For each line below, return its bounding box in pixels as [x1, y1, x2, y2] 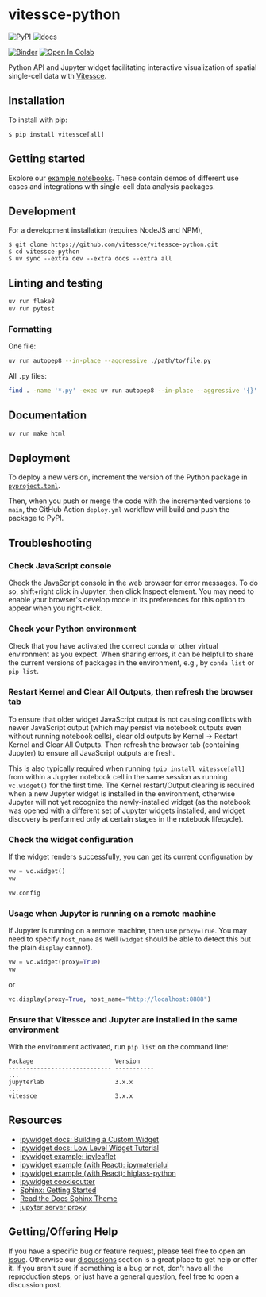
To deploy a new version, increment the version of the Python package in [8, 472, 248, 482]
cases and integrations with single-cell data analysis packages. [8, 181, 216, 191]
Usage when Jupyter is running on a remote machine [8, 907, 217, 918]
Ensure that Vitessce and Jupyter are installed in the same [8, 1014, 238, 1025]
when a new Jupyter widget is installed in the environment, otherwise [8, 788, 236, 799]
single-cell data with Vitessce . [8, 71, 107, 80]
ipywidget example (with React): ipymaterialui [19, 1160, 169, 1169]
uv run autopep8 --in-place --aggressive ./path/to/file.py [8, 357, 212, 365]
